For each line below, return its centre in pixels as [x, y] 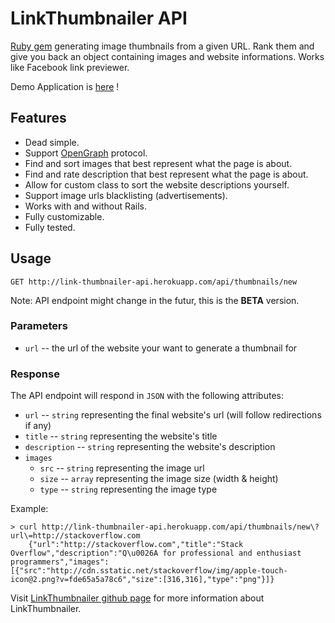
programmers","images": [60, 562]
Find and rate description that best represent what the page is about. [166, 174]
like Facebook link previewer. [70, 67]
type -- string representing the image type [128, 489]
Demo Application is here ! [65, 86]
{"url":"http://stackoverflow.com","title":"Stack [136, 545]
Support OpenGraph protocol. [86, 153]
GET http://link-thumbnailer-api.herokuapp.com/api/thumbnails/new [154, 282]
